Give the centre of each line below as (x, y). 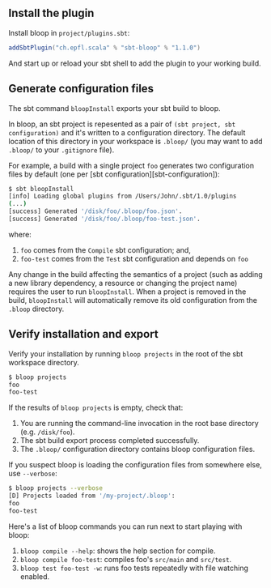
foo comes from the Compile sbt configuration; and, (106, 249)
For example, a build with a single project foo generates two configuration (131, 165)
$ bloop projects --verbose (56, 488)
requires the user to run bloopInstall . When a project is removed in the (127, 292)
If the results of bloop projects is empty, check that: (96, 407)
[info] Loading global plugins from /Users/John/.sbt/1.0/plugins (123, 196)
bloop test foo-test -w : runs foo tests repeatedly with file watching (134, 568)
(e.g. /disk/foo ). (47, 432)
